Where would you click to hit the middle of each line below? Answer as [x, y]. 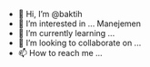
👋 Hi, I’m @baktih [50, 14]
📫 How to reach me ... [60, 53]
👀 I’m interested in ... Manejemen [80, 24]
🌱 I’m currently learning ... [66, 33]
